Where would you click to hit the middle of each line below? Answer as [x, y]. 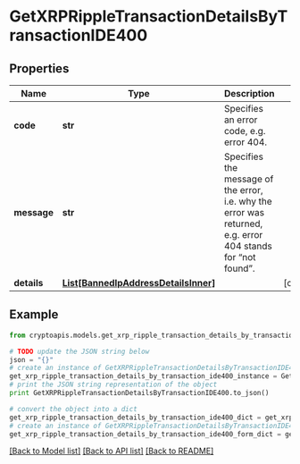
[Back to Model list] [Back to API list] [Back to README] [112, 451]
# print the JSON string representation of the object [113, 385]
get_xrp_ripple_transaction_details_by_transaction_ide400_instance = [143, 376]
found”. [239, 268]
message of [249, 179]
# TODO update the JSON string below [79, 351]
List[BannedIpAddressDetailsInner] [139, 283]
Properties [39, 68]
